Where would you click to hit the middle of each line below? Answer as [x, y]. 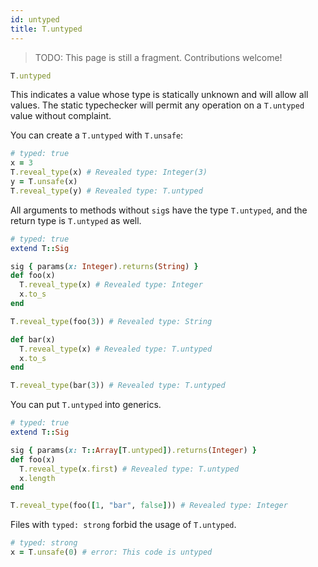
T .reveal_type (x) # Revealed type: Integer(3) [109, 172]
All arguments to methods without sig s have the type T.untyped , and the [159, 210]
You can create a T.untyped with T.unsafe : [97, 135]
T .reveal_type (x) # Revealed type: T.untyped [116, 349]
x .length [37, 478]
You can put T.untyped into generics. [86, 405]
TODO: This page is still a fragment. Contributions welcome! [158, 57]
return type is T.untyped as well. [76, 220]
